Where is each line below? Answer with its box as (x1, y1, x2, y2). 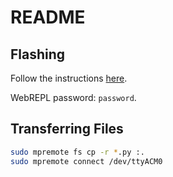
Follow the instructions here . (10, 72, 128, 84)
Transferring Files (10, 121, 124, 138)
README (10, 6, 86, 29)
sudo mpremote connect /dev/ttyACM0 (10, 156, 163, 166)
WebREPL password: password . (10, 92, 137, 103)
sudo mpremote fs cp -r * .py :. (10, 147, 145, 157)
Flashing (10, 46, 66, 63)
